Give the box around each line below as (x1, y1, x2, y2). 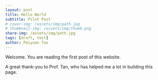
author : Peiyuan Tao (5, 40, 49, 45)
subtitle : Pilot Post (5, 17, 51, 22)
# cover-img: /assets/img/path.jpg (5, 21, 80, 27)
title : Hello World (5, 12, 46, 17)
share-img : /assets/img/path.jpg (5, 31, 76, 36)
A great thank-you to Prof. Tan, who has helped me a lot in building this (5, 63, 153, 69)
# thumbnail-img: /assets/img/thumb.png (5, 26, 92, 31)
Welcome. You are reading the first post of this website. (5, 54, 121, 60)
